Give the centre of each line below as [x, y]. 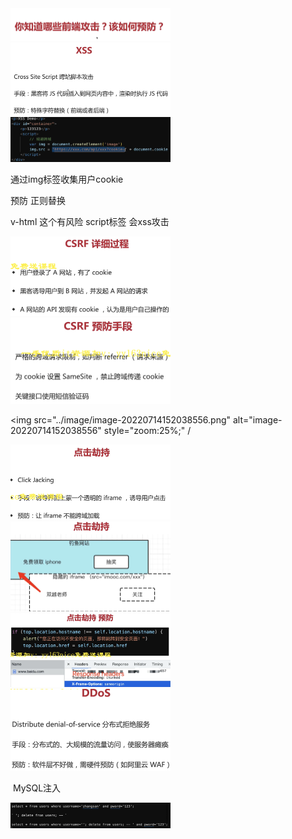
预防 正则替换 [38, 200]
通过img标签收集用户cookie [67, 179]
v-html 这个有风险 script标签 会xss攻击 [90, 221]
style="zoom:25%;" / [147, 431]
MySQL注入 [37, 788]
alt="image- [257, 420]
